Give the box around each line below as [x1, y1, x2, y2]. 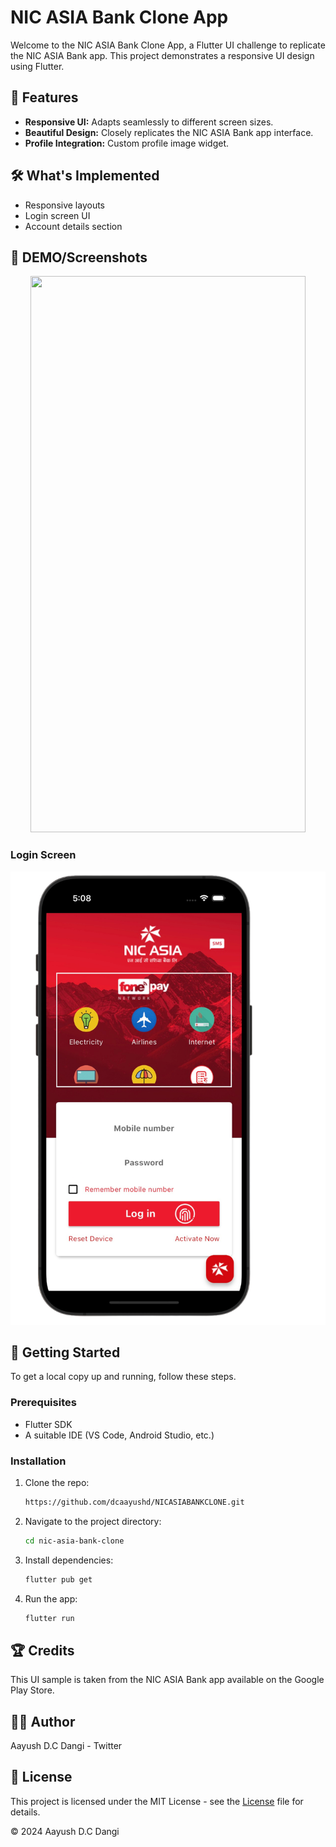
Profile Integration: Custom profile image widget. [24, 137, 230, 149]
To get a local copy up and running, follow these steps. [10, 1371, 237, 1383]
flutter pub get [24, 1574, 93, 1585]
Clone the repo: [24, 1476, 90, 1488]
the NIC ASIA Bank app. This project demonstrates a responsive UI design [10, 49, 315, 61]
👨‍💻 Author [10, 1713, 76, 1730]
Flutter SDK [24, 1418, 73, 1430]
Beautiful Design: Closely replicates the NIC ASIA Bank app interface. [24, 126, 314, 138]
